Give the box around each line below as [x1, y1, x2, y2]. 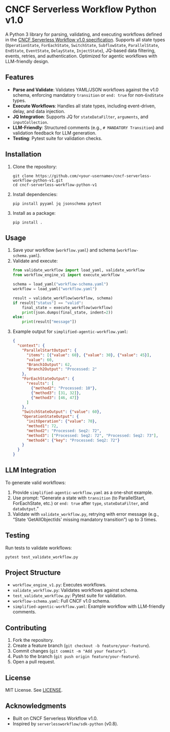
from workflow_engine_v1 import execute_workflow [12, 272, 120, 278]
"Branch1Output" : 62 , [26, 362, 72, 367]
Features [5, 73, 34, 82]
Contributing [5, 624, 47, 632]
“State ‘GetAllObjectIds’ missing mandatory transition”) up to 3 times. [12, 516, 157, 522]
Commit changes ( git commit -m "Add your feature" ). [12, 648, 127, 654]
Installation [5, 150, 42, 159]
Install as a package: [12, 210, 56, 216]
